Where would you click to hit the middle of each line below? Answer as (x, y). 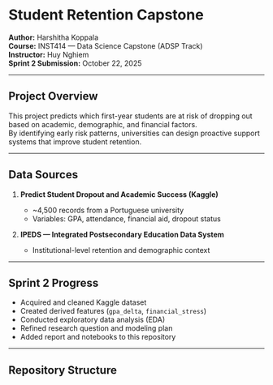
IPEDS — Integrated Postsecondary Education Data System (122, 234)
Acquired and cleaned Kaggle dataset (83, 302)
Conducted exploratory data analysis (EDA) (92, 320)
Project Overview (53, 96)
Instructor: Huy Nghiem (49, 54)
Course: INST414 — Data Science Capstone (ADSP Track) (106, 45)
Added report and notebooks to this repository (98, 337)
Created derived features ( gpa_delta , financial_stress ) (113, 311)
